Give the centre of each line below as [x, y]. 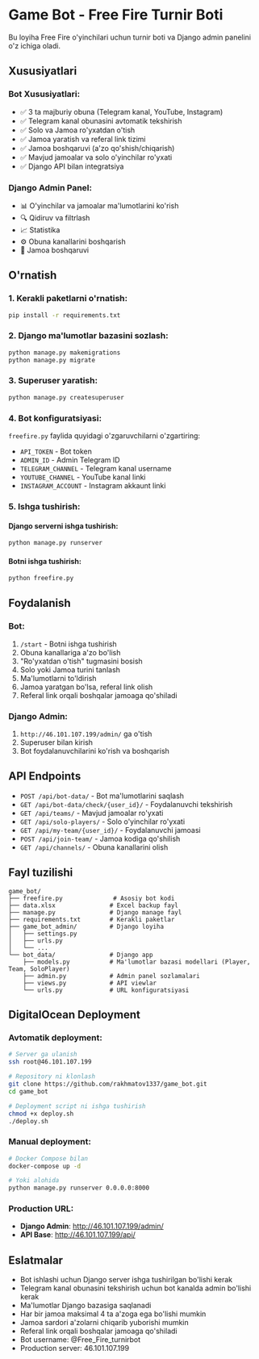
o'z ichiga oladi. [35, 45]
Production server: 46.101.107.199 [75, 1349]
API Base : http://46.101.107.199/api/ [77, 1235]
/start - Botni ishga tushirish [68, 644]
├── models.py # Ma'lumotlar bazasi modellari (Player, [137, 962]
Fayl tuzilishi [41, 873]
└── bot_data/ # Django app [81, 955]
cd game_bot [28, 1091]
